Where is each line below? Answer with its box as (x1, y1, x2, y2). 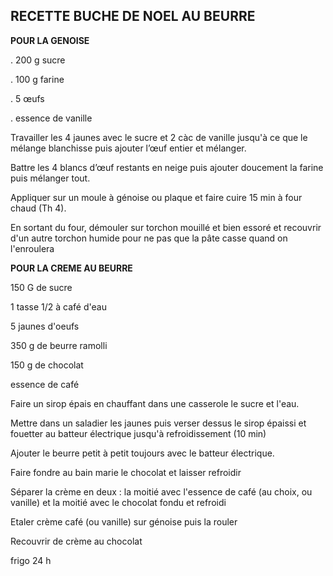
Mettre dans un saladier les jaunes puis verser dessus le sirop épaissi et (10, 417, 307, 429)
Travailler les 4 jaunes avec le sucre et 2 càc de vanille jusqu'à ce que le (10, 131, 308, 143)
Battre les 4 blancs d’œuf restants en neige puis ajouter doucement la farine (10, 161, 324, 173)
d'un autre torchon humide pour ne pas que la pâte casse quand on (10, 232, 288, 244)
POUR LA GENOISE (10, 34, 90, 46)
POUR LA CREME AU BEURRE (10, 262, 133, 274)
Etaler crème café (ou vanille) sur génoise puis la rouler (10, 515, 238, 528)
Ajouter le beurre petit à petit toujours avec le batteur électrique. (10, 447, 275, 459)
